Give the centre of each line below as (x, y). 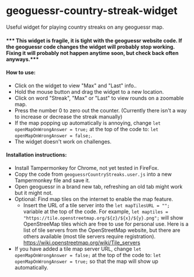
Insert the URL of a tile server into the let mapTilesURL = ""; (96, 205)
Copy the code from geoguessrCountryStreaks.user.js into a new (93, 174)
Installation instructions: (37, 155)
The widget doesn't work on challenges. (63, 141)
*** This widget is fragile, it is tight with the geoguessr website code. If (94, 40)
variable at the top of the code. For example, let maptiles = (96, 211)
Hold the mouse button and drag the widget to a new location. (89, 91)
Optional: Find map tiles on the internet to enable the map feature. (94, 199)
